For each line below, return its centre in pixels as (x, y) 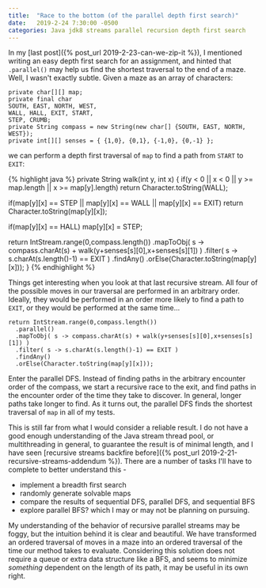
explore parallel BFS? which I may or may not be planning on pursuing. (135, 510)
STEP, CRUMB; (30, 120)
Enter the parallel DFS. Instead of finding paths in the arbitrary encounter (127, 379)
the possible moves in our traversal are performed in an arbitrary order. (124, 291)
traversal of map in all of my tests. (62, 412)
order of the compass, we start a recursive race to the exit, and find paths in (132, 387)
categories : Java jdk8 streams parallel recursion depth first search (127, 30)
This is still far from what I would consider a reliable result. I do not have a (128, 427)
